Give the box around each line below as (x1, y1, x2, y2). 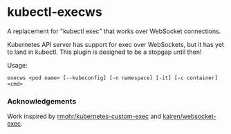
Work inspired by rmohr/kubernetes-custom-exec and (7, 112, 161, 121)
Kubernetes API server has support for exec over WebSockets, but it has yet (7, 40, 225, 48)
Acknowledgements (7, 96, 77, 106)
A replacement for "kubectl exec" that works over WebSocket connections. (7, 27, 221, 35)
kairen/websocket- (162, 112, 216, 121)
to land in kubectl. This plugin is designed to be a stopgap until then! (7, 48, 202, 56)
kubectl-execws (7, 4, 102, 20)
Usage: (7, 61, 28, 69)
